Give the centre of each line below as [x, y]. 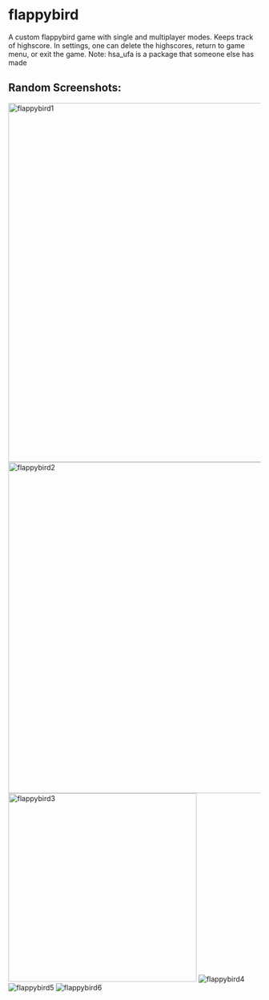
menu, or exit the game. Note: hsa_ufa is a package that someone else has [131, 54]
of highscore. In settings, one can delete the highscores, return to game [127, 45]
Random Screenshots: [65, 88]
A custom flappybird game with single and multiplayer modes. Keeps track [131, 37]
